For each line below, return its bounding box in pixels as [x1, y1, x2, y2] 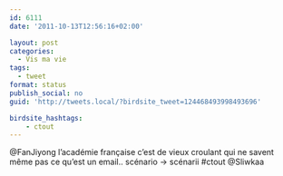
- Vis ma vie [17, 55, 67, 64]
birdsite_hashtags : [9, 113, 83, 122]
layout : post [9, 38, 59, 47]
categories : [9, 46, 54, 55]
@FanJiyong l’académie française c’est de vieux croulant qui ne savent [9, 147, 275, 158]
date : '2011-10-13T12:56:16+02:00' [9, 22, 144, 31]
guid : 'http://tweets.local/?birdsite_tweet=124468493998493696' [9, 97, 261, 106]
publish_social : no [9, 88, 83, 98]
